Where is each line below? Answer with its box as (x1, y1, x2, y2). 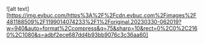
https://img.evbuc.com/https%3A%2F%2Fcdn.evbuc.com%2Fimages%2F (8, 12, 197, 19)
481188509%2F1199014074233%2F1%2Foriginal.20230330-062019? (6, 18, 182, 25)
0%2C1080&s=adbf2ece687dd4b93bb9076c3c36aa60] (6, 31, 148, 38)
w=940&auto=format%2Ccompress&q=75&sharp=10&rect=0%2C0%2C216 (6, 24, 198, 32)
